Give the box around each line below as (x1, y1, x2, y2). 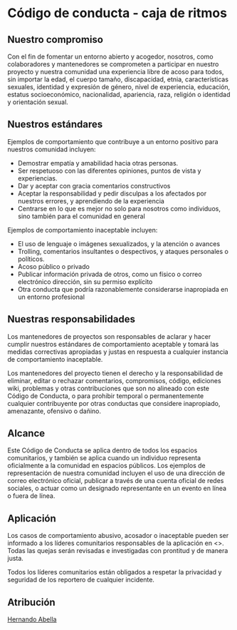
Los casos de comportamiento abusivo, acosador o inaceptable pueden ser (7, 532, 229, 540)
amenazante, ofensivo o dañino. (7, 407, 102, 415)
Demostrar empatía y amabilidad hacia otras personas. (17, 158, 179, 167)
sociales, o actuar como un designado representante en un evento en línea (7, 484, 226, 493)
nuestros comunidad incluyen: (7, 145, 96, 153)
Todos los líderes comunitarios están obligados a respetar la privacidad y (7, 568, 222, 576)
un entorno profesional (17, 293, 85, 301)
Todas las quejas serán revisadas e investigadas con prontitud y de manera (7, 547, 228, 555)
